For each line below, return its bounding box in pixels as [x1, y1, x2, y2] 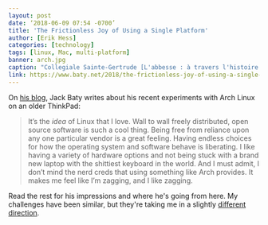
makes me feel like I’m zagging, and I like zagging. [27, 176, 193, 185]
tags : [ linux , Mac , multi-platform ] [8, 48, 130, 56]
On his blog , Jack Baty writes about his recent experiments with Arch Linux [8, 92, 255, 102]
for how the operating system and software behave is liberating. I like [27, 142, 255, 151]
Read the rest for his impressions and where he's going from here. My [8, 191, 238, 200]
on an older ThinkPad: [8, 101, 81, 111]
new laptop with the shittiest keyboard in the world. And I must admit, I [27, 158, 260, 168]
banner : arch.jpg [8, 56, 66, 64]
